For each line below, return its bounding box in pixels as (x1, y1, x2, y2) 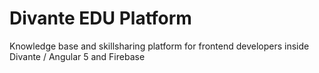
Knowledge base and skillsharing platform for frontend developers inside (9, 40, 310, 52)
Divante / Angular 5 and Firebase (9, 50, 146, 62)
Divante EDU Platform (9, 7, 192, 30)
